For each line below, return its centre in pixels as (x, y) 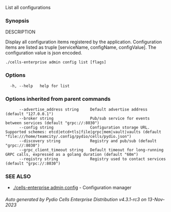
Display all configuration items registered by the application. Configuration (84, 42)
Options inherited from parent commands (58, 99)
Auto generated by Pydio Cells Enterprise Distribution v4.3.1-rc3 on (76, 199)
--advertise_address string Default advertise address (83, 109)
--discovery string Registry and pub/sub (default (88, 141)
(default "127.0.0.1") (29, 114)
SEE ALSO (18, 176)
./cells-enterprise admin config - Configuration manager (72, 188)
